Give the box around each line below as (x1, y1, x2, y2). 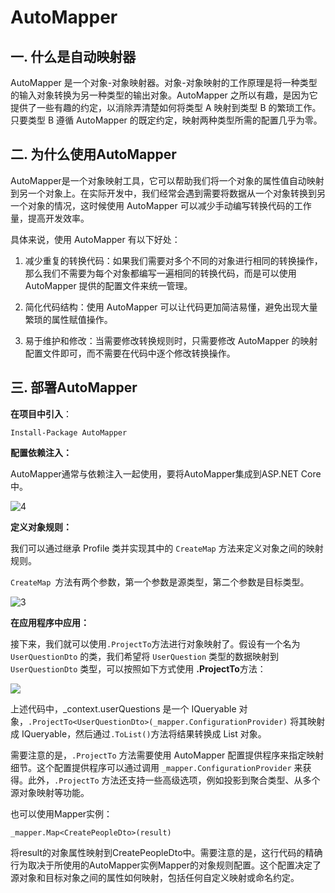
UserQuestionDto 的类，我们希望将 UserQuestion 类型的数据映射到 (10, 650, 280, 662)
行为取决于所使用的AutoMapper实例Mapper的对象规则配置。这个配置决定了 (10, 859, 322, 871)
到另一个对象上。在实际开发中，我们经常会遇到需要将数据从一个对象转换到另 (10, 187, 326, 199)
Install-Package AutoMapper (10, 427, 128, 438)
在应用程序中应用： (10, 616, 90, 628)
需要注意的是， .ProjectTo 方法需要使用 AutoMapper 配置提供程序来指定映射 (10, 749, 325, 761)
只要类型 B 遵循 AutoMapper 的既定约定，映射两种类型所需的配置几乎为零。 (10, 114, 323, 126)
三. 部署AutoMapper (10, 379, 138, 396)
